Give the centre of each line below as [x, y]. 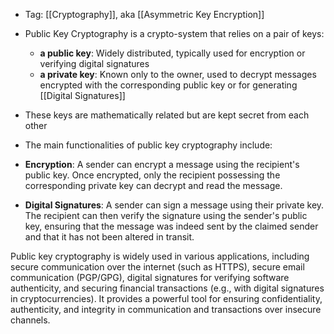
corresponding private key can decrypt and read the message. [153, 185]
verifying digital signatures [94, 63]
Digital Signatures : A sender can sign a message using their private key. [174, 205]
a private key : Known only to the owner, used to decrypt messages [178, 74]
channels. [30, 320]
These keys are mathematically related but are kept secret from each [167, 115]
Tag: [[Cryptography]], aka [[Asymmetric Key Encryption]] [144, 14]
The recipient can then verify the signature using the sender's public [166, 215]
